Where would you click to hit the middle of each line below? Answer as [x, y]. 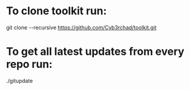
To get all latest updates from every [95, 52]
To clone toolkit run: [56, 11]
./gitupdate [20, 80]
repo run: [29, 64]
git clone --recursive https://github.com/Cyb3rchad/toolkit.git [81, 27]
